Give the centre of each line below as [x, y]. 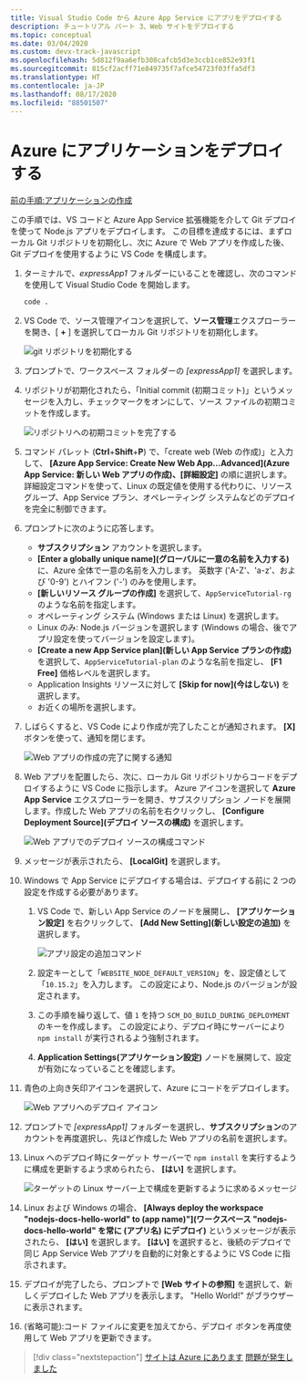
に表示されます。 [55, 1307]
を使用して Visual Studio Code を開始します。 [109, 285]
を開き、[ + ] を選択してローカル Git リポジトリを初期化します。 [143, 332]
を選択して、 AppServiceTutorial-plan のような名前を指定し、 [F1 [159, 661]
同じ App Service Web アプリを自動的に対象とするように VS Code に [153, 1253]
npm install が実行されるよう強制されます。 [120, 1038]
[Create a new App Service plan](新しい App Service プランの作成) [164, 650]
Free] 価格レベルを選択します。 [96, 673]
